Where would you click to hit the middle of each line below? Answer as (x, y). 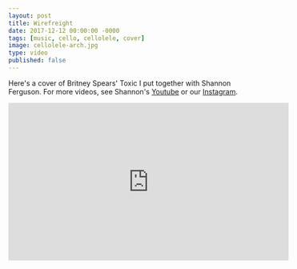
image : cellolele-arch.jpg (53, 46)
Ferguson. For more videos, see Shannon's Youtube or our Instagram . (123, 91)
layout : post (30, 16)
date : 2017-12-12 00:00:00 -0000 (64, 30)
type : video (28, 53)
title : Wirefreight (41, 23)
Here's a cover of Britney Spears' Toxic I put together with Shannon (120, 83)
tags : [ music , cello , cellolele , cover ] (77, 38)
